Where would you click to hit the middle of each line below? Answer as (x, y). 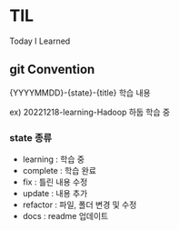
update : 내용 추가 (55, 194)
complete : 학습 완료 (60, 171)
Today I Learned (40, 41)
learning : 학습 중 (53, 159)
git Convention (52, 70)
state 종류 (31, 137)
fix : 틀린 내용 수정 (55, 182)
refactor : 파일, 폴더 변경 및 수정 (80, 205)
